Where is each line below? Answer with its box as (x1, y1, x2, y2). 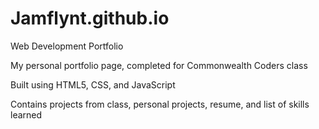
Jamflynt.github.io (10, 7, 170, 30)
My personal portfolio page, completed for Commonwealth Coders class (10, 59, 308, 71)
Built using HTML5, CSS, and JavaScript (10, 78, 176, 91)
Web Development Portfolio (10, 40, 124, 52)
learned (10, 108, 43, 121)
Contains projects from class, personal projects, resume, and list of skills (10, 98, 310, 110)
